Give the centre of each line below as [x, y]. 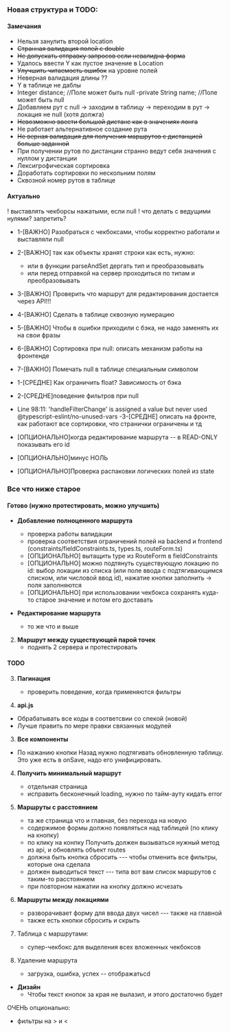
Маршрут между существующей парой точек [86, 640]
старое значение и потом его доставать [94, 600]
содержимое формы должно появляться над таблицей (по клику [123, 828]
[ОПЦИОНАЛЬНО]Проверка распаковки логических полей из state [116, 471]
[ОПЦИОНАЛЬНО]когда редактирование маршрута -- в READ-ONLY [117, 437]
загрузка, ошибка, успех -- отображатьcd [89, 973]
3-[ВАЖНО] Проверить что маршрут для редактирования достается [117, 294]
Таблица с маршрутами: [53, 934]
